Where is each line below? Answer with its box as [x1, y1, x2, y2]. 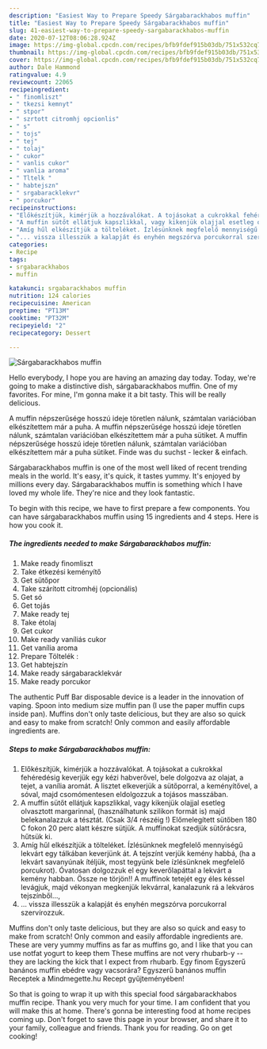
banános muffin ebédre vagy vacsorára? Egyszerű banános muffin [9, 966, 227, 975]
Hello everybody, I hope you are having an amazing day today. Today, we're [9, 373, 257, 382]
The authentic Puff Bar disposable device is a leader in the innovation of [9, 692, 244, 702]
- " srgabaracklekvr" [9, 188, 81, 197]
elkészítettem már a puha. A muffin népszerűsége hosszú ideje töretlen [9, 422, 242, 432]
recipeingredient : [9, 85, 70, 94]
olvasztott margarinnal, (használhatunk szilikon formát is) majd [20, 807, 225, 816]
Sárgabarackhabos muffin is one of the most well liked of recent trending [9, 463, 248, 473]
